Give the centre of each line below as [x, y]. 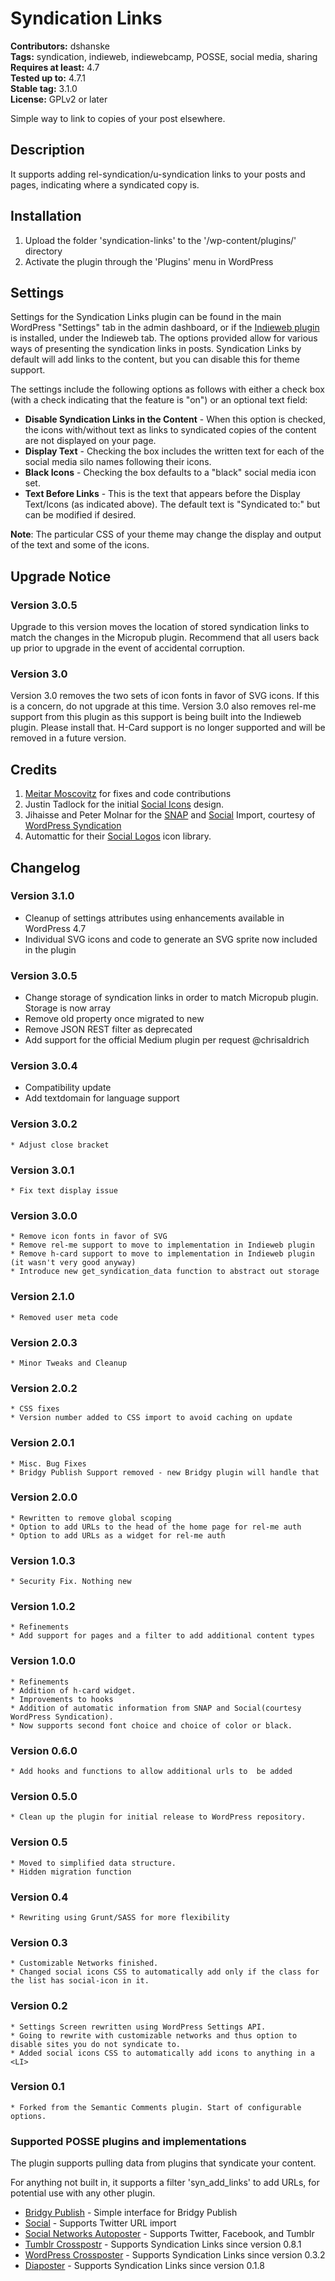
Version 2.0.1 [42, 1443]
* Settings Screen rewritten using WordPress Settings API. [138, 2027]
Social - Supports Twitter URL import [100, 2223]
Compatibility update [68, 1088]
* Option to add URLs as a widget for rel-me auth [118, 1535]
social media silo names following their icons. [118, 462]
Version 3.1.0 [42, 896]
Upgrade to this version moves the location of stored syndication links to [160, 627]
